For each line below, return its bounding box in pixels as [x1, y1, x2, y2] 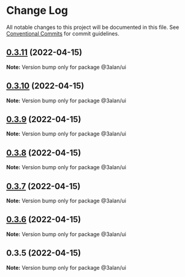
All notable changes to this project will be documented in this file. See [6, 23, 180, 31]
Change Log [6, 4, 68, 17]
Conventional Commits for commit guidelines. [6, 30, 119, 37]
